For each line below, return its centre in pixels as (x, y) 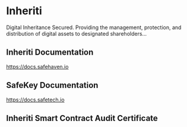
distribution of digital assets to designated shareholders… (77, 33)
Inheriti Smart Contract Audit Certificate (82, 118)
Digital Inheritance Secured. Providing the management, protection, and (94, 27)
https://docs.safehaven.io (37, 66)
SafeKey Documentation (52, 85)
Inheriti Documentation (50, 53)
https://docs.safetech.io (35, 100)
